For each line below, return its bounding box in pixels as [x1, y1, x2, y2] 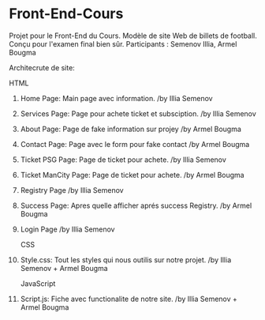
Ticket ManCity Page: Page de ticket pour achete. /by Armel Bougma [20, 170, 244, 179]
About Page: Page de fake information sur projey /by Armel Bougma [20, 124, 241, 134]
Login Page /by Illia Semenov [20, 224, 115, 234]
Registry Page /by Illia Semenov [20, 185, 125, 194]
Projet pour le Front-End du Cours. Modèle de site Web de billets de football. [9, 31, 257, 40]
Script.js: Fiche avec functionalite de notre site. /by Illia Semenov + [20, 294, 237, 303]
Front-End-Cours [9, 5, 124, 23]
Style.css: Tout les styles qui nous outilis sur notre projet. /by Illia [20, 254, 232, 265]
